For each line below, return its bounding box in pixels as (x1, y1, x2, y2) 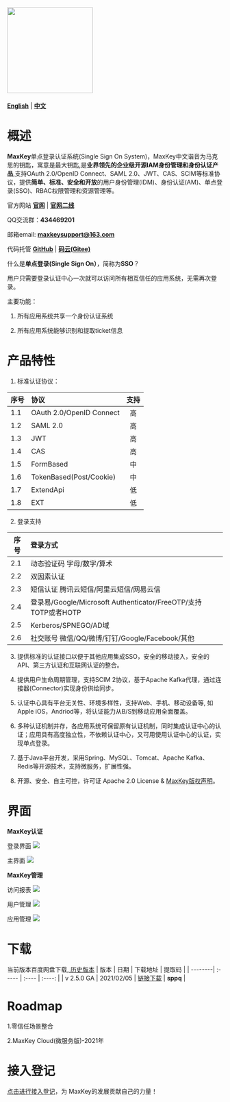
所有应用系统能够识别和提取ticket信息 (16, 326, 123, 334)
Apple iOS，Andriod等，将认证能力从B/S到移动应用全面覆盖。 (16, 707, 192, 715)
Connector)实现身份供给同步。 (31, 683, 118, 692)
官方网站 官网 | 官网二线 (7, 201, 75, 209)
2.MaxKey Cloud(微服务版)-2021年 (7, 1036, 104, 1044)
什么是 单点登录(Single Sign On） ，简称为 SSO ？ (7, 259, 140, 268)
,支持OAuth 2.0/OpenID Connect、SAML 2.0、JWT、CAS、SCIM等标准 (13, 169, 214, 178)
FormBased (31, 459, 68, 469)
